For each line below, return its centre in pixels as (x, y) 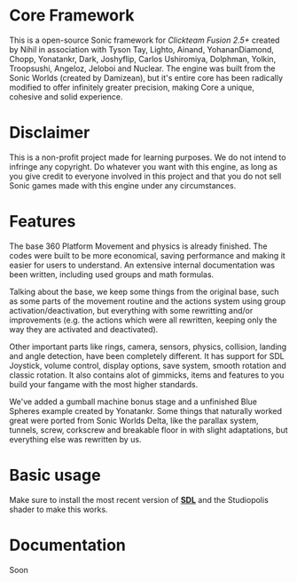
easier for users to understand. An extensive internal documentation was (142, 265)
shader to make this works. (59, 509)
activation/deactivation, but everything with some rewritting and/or (131, 310)
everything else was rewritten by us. (75, 439)
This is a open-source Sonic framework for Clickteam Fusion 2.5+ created (145, 40)
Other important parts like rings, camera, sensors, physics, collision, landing (148, 347)
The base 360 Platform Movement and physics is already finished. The (138, 246)
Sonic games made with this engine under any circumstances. (123, 185)
